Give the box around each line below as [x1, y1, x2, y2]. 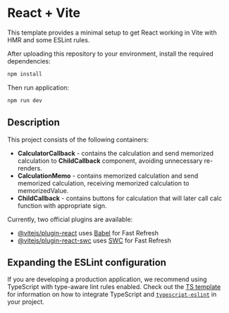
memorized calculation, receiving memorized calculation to [17, 178, 190, 188]
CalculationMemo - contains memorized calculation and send [17, 171, 199, 180]
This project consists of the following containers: [7, 135, 149, 144]
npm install [7, 70, 42, 78]
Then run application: [7, 83, 69, 92]
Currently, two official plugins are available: [7, 215, 133, 223]
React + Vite [7, 5, 81, 21]
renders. [17, 164, 42, 172]
